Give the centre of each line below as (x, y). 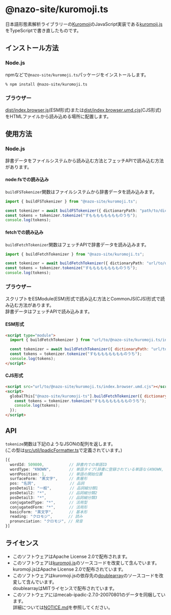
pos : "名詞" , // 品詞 (47, 484)
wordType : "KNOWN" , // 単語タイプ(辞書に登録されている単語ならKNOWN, (87, 469)
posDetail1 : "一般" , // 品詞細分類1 (54, 488)
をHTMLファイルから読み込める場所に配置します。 (58, 116)
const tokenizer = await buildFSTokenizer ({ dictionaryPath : (72, 211)
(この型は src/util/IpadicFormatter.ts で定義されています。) (64, 450)
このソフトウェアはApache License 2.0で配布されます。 (71, 556)
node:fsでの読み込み (27, 180)
